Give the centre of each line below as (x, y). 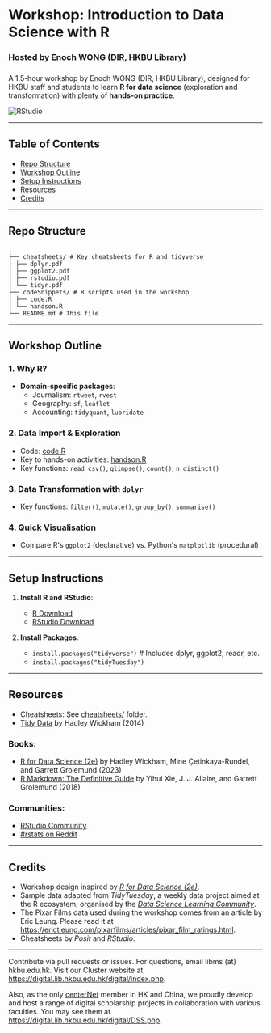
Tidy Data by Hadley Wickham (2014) (82, 722)
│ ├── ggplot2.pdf (39, 271)
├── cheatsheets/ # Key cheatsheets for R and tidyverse (106, 256)
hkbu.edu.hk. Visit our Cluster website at (76, 970)
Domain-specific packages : (67, 387)
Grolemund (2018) (50, 787)
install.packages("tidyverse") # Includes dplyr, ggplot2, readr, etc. (146, 654)
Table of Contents (54, 144)
